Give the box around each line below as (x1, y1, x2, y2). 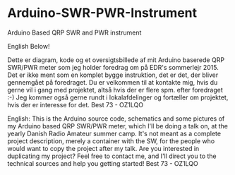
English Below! (7, 42, 50, 50)
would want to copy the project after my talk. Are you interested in (7, 144, 200, 152)
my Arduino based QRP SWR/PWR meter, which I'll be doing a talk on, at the (7, 121, 228, 130)
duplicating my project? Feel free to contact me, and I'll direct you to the (7, 152, 217, 160)
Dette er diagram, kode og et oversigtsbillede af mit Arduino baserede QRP (7, 55, 224, 64)
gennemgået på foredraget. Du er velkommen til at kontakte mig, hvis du (7, 78, 218, 86)
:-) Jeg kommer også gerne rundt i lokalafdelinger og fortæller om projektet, (7, 93, 229, 102)
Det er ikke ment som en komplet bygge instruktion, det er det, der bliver (7, 71, 219, 79)
